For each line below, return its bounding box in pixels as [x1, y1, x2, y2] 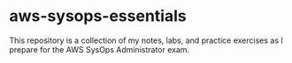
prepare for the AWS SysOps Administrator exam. [9, 44, 190, 54]
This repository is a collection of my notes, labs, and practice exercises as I [9, 35, 283, 45]
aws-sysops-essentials [9, 6, 188, 26]
